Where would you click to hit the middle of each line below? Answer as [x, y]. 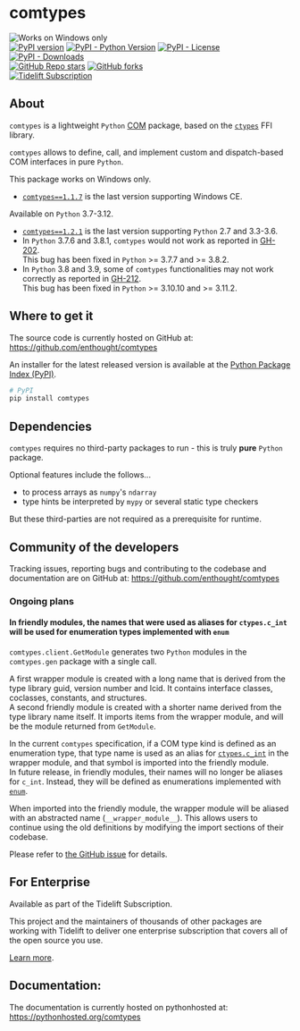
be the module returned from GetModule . [83, 726]
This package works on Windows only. [80, 179]
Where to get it [51, 316]
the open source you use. [56, 940]
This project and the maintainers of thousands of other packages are [136, 921]
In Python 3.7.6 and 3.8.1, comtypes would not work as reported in [140, 241]
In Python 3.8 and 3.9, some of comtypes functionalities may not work [148, 269]
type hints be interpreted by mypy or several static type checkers [140, 502]
